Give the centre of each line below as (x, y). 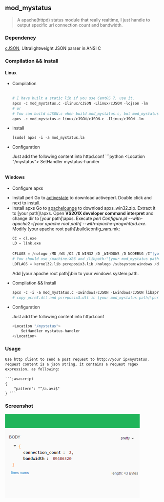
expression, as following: (32, 369)
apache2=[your (28, 223)
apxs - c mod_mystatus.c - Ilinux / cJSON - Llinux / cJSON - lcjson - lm (80, 103)
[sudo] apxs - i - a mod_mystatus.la (48, 138)
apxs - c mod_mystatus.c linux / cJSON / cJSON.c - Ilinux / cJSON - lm (78, 119)
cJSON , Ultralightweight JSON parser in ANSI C (53, 48)
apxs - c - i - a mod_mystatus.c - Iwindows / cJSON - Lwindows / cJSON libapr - (86, 292)
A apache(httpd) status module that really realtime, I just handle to (83, 20)
